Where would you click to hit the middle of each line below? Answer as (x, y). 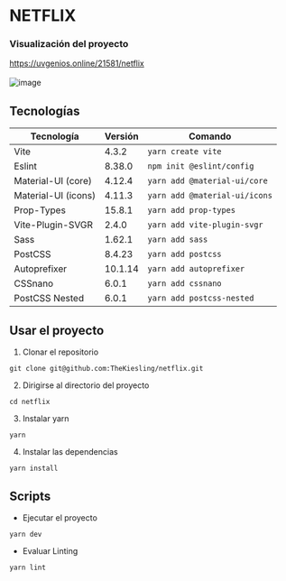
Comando (210, 136)
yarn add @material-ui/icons (210, 196)
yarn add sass (178, 240)
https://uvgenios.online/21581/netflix (77, 63)
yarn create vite (185, 152)
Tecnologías (45, 111)
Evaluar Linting (50, 550)
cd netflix (30, 402)
